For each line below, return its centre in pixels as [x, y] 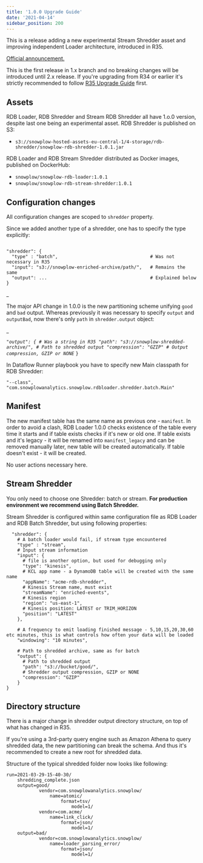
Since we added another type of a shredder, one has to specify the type [96, 228]
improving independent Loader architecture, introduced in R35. [85, 47]
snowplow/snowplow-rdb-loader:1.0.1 [61, 177]
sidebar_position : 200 [35, 23]
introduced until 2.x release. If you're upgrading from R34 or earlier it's [95, 77]
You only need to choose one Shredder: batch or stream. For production [97, 498]
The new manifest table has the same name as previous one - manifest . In [99, 421]
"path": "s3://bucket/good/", [60, 667]
